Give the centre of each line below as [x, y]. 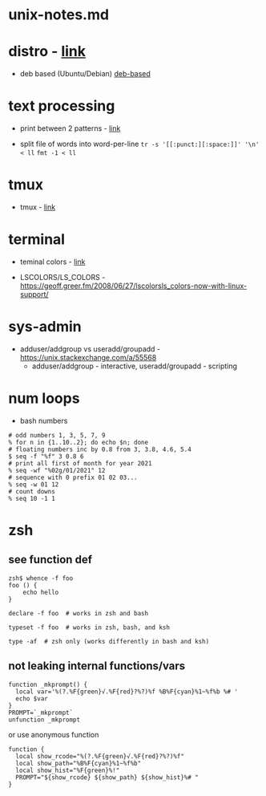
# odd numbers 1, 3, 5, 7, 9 [57, 435]
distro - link [47, 52]
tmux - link [38, 207]
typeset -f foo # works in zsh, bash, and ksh [89, 627]
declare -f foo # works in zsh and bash [79, 613]
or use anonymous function [54, 734]
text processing [62, 106]
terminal [37, 240]
